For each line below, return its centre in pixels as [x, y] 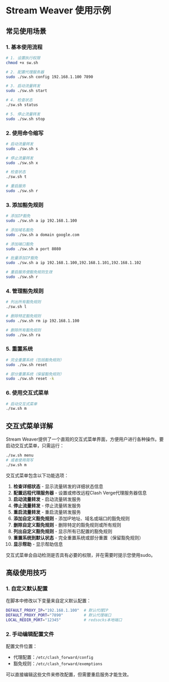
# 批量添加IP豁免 [22, 258]
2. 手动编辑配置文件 [30, 634]
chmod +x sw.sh [22, 63]
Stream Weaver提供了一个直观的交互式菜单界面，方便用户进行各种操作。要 [85, 439]
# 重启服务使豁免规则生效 [29, 272]
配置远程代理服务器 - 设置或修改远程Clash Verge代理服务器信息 [80, 492]
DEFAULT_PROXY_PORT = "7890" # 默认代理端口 [59, 615]
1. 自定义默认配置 [27, 589]
